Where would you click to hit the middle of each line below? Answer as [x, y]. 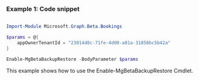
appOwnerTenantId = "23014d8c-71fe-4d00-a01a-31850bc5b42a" [94, 43]
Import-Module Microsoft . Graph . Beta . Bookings [64, 27]
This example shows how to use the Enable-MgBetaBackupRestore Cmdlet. [100, 70]
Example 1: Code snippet [43, 9]
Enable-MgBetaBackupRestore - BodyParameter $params [72, 59]
